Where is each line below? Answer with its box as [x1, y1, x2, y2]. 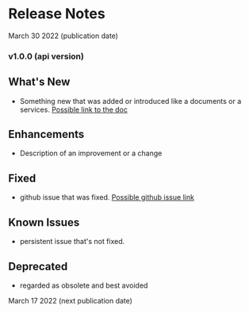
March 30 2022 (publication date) [8, 31, 119, 40]
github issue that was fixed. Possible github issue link [19, 193, 194, 202]
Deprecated [8, 259, 68, 273]
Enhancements [8, 128, 85, 141]
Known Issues [8, 216, 80, 229]
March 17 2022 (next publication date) [8, 296, 133, 305]
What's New [8, 75, 71, 89]
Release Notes [8, 5, 105, 23]
